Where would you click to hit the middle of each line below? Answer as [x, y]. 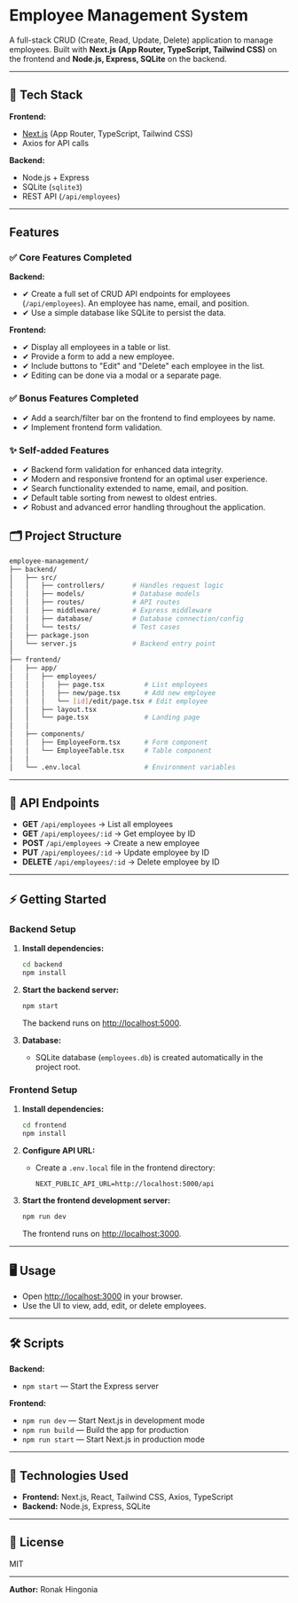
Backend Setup [43, 929]
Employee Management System [129, 16]
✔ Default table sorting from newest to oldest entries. [119, 498]
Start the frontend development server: [96, 1200]
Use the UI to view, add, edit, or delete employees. [114, 1306]
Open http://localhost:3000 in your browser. [102, 1296]
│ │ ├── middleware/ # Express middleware [111, 611]
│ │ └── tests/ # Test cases [94, 627]
